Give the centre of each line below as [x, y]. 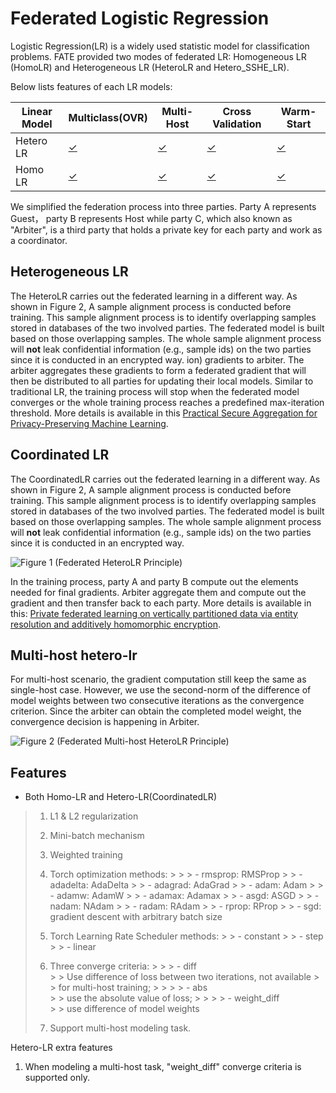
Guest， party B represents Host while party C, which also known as [151, 218]
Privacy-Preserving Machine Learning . [89, 423]
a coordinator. [39, 240]
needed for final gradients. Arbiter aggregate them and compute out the [158, 592]
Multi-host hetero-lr [74, 655]
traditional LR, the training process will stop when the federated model [155, 391]
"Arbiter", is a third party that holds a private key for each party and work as [166, 229]
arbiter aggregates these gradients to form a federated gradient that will [158, 370]
